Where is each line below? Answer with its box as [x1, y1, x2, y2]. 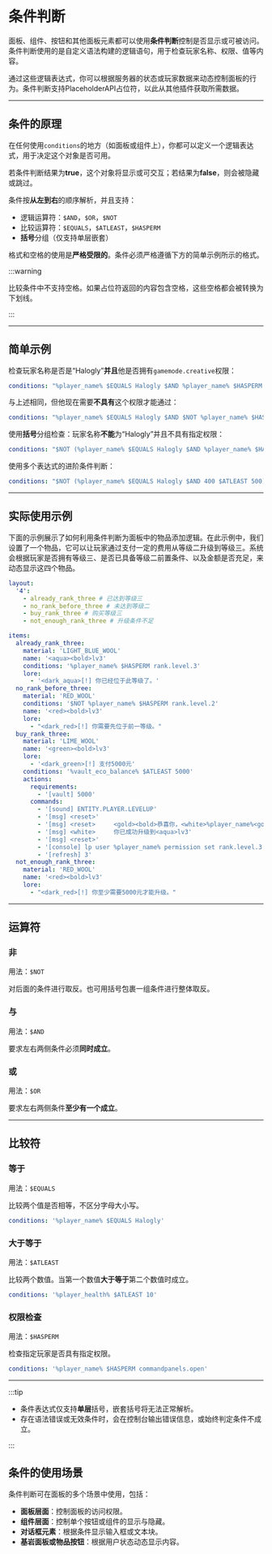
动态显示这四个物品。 [8, 563, 79, 572]
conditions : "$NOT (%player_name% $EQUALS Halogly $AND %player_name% [8, 446, 252, 454]
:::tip [8, 1387, 23, 1396]
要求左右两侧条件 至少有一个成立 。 [8, 1103, 122, 1113]
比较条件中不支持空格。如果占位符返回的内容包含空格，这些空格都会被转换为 [8, 283, 264, 292]
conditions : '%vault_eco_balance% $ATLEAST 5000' [23, 767, 194, 775]
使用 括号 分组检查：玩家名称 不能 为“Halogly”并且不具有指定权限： [8, 430, 225, 439]
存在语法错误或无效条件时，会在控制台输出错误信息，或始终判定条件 [19, 1414, 248, 1423]
